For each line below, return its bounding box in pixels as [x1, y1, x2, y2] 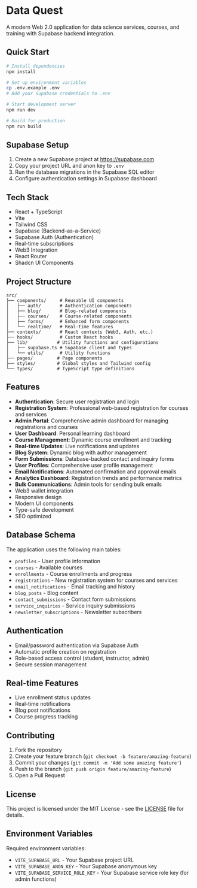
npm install [6, 68, 36, 75]
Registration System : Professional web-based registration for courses [14, 404, 189, 411]
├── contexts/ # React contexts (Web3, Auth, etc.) [6, 329, 153, 336]
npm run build [6, 123, 42, 129]
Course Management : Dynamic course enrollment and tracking [14, 436, 172, 443]
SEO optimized [14, 512, 52, 519]
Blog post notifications [14, 706, 70, 714]
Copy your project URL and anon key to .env [14, 162, 124, 170]
